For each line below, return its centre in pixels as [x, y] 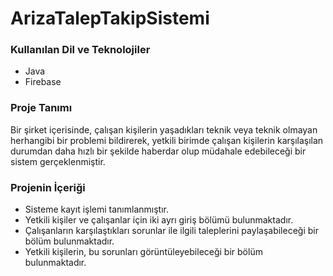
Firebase [43, 82]
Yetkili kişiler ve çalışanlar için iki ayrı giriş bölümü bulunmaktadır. [159, 220]
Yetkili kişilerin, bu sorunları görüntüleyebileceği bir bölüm [143, 252]
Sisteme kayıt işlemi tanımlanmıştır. [96, 209]
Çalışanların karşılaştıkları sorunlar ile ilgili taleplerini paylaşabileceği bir [171, 231]
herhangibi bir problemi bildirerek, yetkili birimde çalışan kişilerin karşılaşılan [167, 140]
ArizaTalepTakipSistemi [110, 18]
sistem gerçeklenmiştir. [58, 161]
